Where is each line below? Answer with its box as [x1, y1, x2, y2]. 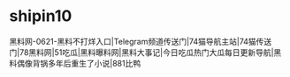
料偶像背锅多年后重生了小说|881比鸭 [9, 58, 141, 68]
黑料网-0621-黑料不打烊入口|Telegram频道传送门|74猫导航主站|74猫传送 [9, 36, 272, 46]
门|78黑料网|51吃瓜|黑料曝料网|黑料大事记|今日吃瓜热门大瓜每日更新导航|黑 [9, 46, 282, 58]
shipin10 [9, 6, 72, 26]
